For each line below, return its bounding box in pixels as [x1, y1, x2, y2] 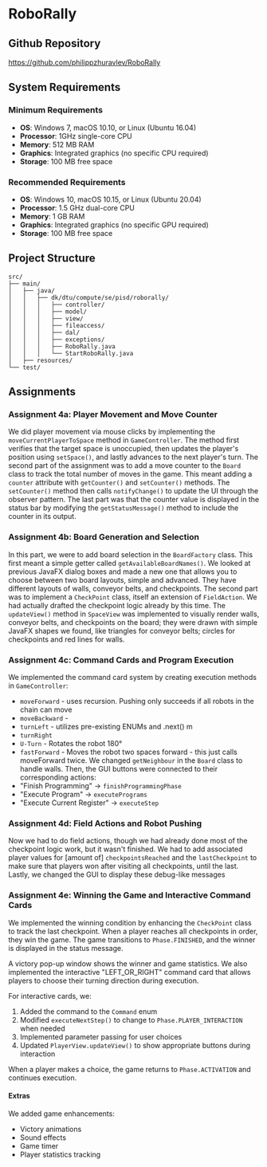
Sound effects [19, 1133, 66, 1142]
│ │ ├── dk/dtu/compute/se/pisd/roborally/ [8, 293, 170, 301]
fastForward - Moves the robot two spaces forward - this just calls [19, 747, 238, 757]
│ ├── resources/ [8, 356, 73, 364]
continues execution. [8, 1073, 77, 1083]
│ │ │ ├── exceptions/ [8, 336, 105, 344]
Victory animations [19, 1124, 82, 1134]
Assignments [8, 385, 77, 399]
